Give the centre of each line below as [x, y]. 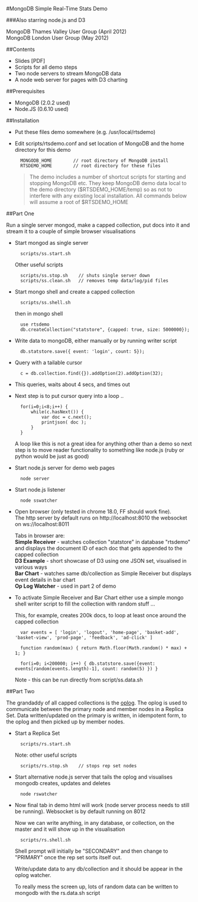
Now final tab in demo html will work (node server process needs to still [102, 805]
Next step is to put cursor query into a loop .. [69, 396]
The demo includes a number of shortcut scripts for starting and [108, 177]
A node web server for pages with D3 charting [71, 80]
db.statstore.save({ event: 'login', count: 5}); [82, 352]
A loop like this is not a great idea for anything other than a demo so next [103, 444]
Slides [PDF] [30, 61]
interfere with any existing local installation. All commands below [108, 196]
